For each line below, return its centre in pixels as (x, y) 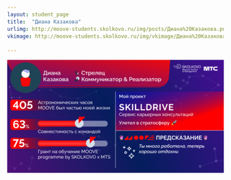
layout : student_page (38, 14)
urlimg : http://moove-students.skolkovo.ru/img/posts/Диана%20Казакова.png (118, 29)
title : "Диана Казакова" (44, 22)
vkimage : (20, 36)
